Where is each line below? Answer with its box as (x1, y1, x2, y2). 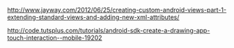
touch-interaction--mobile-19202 (7, 34, 102, 42)
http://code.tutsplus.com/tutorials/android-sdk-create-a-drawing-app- (7, 27, 210, 34)
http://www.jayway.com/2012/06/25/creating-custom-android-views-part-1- (7, 6, 227, 14)
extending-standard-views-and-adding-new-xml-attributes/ (7, 13, 180, 21)
